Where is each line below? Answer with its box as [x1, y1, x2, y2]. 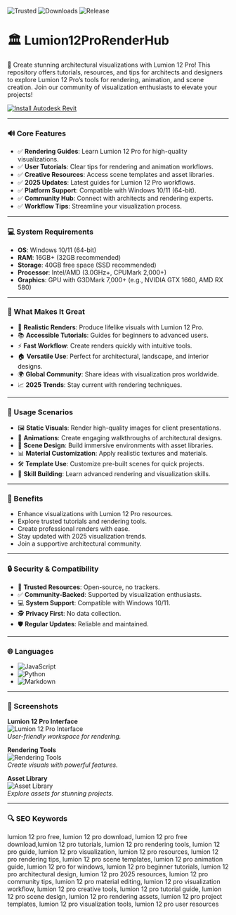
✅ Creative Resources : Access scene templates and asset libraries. [17, 171, 214, 179]
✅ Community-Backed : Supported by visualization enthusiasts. [17, 590, 202, 598]
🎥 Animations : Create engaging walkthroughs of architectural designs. [17, 434, 223, 442]
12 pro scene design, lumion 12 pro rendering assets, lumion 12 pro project [7, 892, 223, 900]
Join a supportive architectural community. [17, 539, 142, 548]
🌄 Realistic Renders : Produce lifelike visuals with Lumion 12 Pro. [17, 323, 204, 331]
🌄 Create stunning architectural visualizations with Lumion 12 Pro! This [7, 60, 211, 69]
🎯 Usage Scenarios [7, 407, 74, 417]
